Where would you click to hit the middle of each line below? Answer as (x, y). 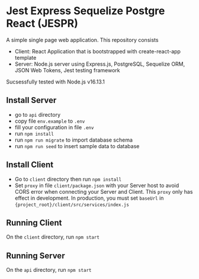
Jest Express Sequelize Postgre (86, 11)
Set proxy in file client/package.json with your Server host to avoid (97, 185)
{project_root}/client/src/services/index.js (72, 205)
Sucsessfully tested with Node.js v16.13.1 (56, 82)
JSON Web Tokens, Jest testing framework (67, 70)
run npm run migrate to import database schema (74, 140)
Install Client (30, 165)
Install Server (31, 100)
